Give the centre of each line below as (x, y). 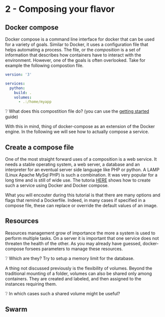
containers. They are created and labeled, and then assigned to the (73, 278)
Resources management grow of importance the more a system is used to (80, 233)
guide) (12, 117)
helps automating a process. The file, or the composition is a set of (73, 50)
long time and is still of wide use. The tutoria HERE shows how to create (78, 180)
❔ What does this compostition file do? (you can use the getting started (77, 111)
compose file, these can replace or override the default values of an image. (82, 206)
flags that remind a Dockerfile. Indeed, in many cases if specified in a (75, 200)
